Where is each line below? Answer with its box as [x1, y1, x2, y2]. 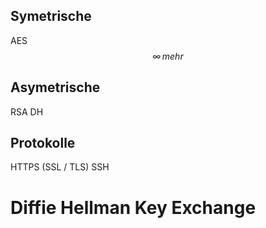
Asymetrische [10, 79, 101, 96]
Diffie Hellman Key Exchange [10, 196, 257, 219]
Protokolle [10, 135, 76, 152]
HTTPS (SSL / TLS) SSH [10, 161, 110, 173]
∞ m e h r [152, 50, 184, 62]
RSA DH [10, 105, 44, 118]
